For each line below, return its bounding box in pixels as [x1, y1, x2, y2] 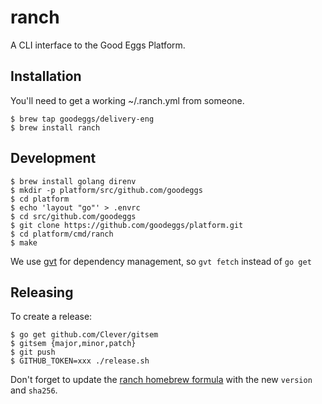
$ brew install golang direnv [10, 176, 137, 186]
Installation [10, 68, 82, 85]
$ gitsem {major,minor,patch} [10, 339, 137, 349]
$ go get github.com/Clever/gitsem [10, 330, 159, 340]
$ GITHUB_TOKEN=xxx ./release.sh [10, 356, 150, 366]
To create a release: [10, 311, 93, 323]
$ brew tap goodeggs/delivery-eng [10, 114, 155, 124]
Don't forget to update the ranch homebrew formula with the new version [10, 374, 313, 386]
